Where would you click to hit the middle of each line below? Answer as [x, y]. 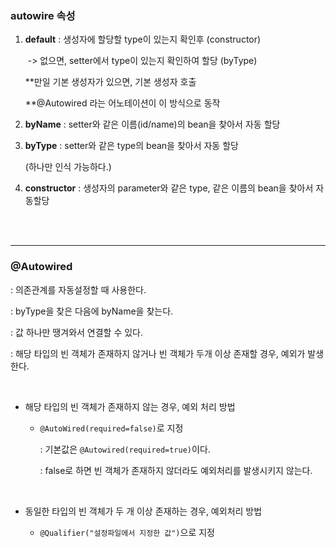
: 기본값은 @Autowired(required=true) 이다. [125, 449]
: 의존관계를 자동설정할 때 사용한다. [78, 289]
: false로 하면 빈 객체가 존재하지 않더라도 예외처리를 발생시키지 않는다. [176, 470]
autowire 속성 [43, 15]
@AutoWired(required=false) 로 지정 [111, 428]
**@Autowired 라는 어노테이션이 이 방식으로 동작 [122, 103]
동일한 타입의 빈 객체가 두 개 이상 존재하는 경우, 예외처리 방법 [143, 511]
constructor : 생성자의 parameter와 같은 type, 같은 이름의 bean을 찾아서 [169, 188]
